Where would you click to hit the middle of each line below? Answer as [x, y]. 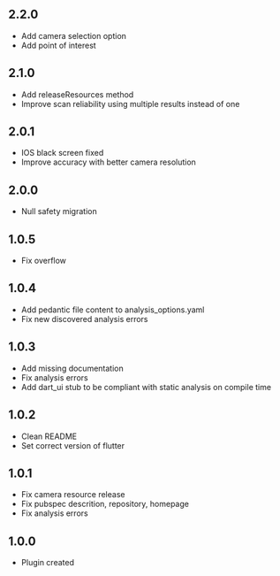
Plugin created [47, 563]
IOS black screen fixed [62, 153]
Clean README [49, 436]
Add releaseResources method [77, 94]
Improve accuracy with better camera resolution [108, 162]
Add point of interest [58, 45]
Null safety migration [59, 211]
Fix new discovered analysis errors [84, 319]
